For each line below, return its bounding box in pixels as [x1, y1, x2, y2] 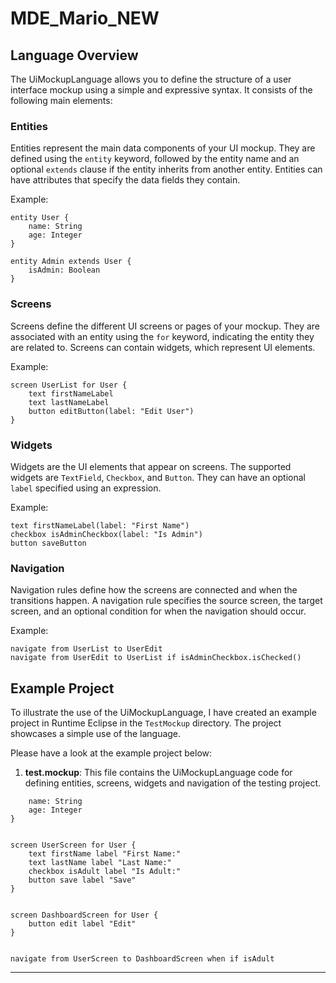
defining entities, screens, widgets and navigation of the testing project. [24, 777, 322, 789]
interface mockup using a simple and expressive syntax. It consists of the [10, 84, 313, 96]
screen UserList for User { [10, 380, 128, 390]
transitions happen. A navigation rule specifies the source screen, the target [10, 595, 323, 607]
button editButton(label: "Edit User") [28, 406, 195, 416]
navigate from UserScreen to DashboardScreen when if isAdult [10, 954, 275, 964]
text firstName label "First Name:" [28, 849, 182, 859]
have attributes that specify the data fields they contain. [10, 174, 241, 186]
